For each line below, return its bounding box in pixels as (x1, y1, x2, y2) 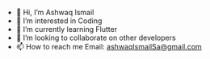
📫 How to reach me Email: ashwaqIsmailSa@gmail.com (15, 42, 202, 51)
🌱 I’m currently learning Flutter (15, 25, 118, 33)
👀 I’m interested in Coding (15, 16, 103, 26)
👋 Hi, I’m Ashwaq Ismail (15, 8, 94, 17)
